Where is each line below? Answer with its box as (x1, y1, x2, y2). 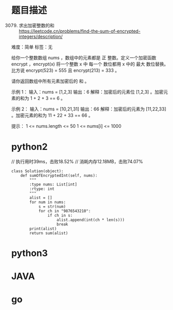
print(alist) (29, 226, 57, 231)
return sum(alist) (29, 230, 68, 236)
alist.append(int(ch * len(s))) (56, 217, 125, 222)
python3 (11, 248, 48, 259)
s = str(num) (38, 204, 66, 209)
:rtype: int (29, 186, 55, 191)
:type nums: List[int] (29, 182, 77, 187)
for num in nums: (29, 200, 66, 205)
